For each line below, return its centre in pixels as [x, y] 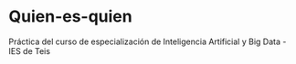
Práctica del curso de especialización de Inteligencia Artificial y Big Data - [148, 41]
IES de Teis [30, 50]
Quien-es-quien [71, 17]
